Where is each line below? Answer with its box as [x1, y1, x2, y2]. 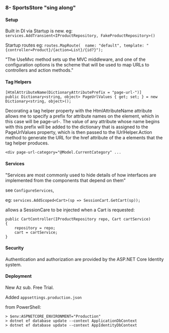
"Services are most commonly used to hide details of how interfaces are [5, 172, 156, 178]
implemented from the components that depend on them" [5, 177, 126, 183]
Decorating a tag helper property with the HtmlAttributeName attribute [5, 108, 152, 114]
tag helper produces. [5, 140, 49, 146]
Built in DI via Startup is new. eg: [5, 28, 73, 34]
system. [5, 262, 22, 268]
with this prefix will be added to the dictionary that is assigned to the [5, 124, 148, 130]
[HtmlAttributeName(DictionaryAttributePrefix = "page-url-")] [5, 90, 142, 95]
